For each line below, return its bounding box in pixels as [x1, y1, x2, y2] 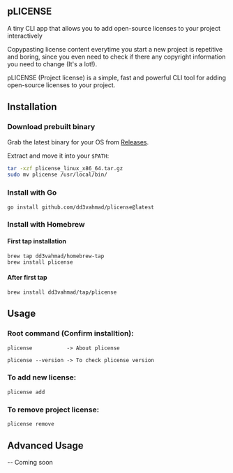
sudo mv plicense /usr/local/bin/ [7, 171, 108, 179]
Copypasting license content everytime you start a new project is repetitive [7, 45, 223, 53]
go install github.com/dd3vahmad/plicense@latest [7, 204, 155, 211]
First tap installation [7, 237, 67, 246]
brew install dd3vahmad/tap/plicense [7, 289, 117, 296]
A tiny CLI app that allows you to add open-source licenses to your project [7, 24, 221, 32]
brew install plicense [7, 258, 73, 266]
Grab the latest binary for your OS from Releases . [7, 137, 149, 146]
